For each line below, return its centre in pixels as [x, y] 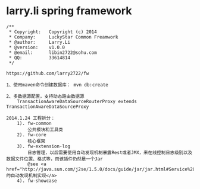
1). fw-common [34, 123]
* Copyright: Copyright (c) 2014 [53, 32]
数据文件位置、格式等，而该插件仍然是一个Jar [54, 159]
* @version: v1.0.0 [37, 47]
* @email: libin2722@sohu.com [53, 52]
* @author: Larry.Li [39, 42]
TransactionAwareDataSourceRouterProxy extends [77, 101]
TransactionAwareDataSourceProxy [48, 107]
